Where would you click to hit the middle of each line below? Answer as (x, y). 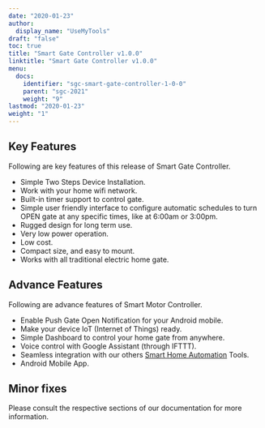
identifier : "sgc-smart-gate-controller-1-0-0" (105, 83)
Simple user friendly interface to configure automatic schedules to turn (139, 208)
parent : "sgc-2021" (56, 91)
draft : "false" (34, 39)
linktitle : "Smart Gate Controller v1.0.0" (83, 62)
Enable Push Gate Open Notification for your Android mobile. (122, 320)
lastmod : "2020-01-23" (47, 106)
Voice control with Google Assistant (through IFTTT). (108, 346)
